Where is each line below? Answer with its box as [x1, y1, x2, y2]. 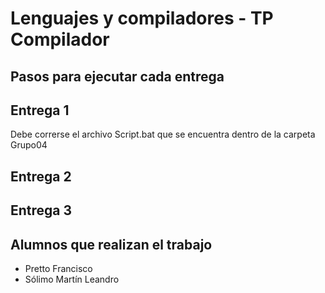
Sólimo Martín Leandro [24, 273, 120, 285]
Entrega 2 [10, 168, 72, 185]
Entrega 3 [10, 202, 73, 219]
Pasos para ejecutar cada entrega [10, 68, 225, 85]
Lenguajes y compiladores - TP [10, 7, 274, 30]
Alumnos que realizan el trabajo [10, 236, 213, 253]
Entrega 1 [10, 102, 70, 119]
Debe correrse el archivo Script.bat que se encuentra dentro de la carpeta [10, 128, 316, 141]
